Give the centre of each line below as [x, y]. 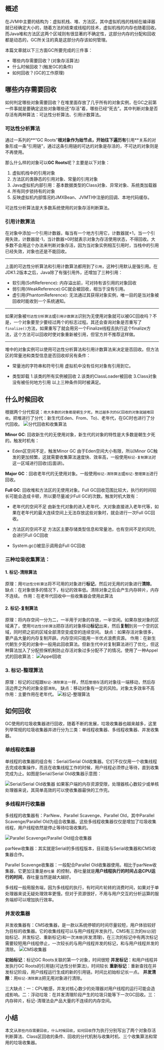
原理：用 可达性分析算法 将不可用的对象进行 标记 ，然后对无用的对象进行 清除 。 [80, 584]
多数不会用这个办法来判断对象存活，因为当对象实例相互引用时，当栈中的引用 [82, 245]
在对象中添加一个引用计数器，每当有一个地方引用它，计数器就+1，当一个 [78, 233]
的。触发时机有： [22, 441]
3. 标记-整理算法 [24, 671]
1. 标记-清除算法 [21, 572]
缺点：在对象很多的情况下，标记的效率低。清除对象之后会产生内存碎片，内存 [82, 590]
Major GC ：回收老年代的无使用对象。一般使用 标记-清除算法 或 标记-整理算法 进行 [82, 474]
